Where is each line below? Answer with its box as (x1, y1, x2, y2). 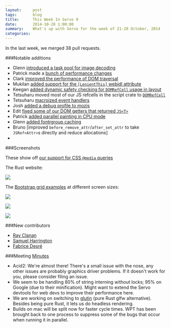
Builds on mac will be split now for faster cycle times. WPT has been (12, 306, 156, 312)
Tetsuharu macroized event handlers (12, 97, 90, 103)
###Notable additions (5, 55, 51, 61)
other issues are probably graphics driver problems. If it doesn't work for (12, 268, 165, 274)
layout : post (5, 7, 42, 13)
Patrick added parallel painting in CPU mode (12, 113, 106, 120)
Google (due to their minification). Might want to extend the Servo (12, 284, 151, 290)
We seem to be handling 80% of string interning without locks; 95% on (12, 279, 162, 285)
